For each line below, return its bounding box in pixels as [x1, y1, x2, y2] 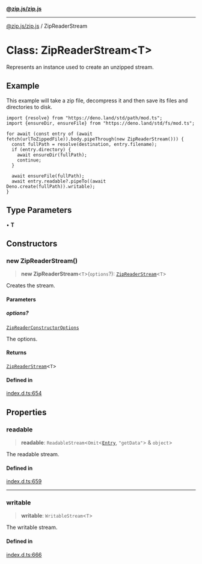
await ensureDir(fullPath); [17, 152, 87, 158]
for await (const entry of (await [6, 131, 93, 137]
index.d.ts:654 [6, 390, 42, 397]
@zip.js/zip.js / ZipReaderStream [6, 22, 88, 30]
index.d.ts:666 [6, 551, 42, 558]
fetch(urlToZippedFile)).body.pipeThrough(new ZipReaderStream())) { [6, 136, 185, 142]
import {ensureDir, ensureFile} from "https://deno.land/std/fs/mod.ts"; [6, 120, 195, 126]
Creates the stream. [6, 282, 55, 289]
